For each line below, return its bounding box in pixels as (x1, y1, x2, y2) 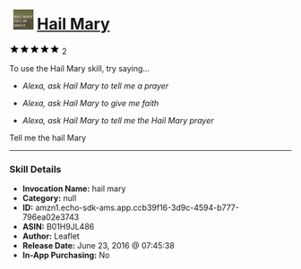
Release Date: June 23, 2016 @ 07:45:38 (21, 240, 175, 251)
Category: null (21, 193, 77, 204)
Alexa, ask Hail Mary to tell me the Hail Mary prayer (21, 114, 214, 125)
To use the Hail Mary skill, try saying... (9, 63, 150, 73)
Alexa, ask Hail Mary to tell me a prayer (21, 80, 169, 91)
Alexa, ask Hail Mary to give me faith (21, 97, 159, 108)
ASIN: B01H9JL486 (21, 222, 95, 232)
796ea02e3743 (21, 212, 80, 223)
